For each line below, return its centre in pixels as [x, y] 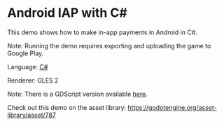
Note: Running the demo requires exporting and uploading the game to [109, 45]
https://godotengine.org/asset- [172, 107]
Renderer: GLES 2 [33, 80]
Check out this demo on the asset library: [67, 107]
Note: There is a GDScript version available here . [78, 94]
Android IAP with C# [67, 13]
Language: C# [28, 66]
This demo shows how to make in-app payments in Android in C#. [103, 32]
